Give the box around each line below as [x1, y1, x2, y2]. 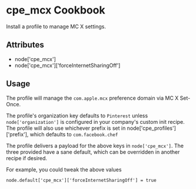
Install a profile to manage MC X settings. [6, 23, 106, 30]
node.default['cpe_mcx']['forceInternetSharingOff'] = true [6, 177, 157, 183]
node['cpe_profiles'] [127, 124, 177, 131]
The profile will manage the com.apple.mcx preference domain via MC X [6, 95, 179, 102]
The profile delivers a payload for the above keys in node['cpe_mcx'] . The [6, 142, 184, 149]
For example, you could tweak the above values [6, 166, 122, 173]
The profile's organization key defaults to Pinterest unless [6, 112, 148, 119]
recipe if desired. [6, 154, 48, 161]
